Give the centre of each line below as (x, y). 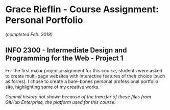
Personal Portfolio (44, 20)
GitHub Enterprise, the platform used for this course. (60, 102)
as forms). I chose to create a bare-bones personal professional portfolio (82, 81)
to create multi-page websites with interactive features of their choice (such (85, 76)
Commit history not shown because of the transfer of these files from (78, 97)
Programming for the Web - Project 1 (64, 58)
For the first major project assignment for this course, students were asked (84, 70)
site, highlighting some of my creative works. (52, 87)
